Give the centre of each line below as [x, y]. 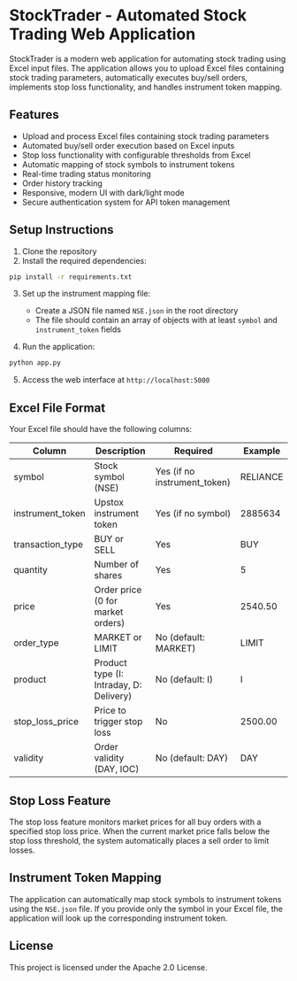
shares [108, 575]
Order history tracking [62, 183]
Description [120, 451]
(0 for [106, 601]
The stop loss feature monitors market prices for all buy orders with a [135, 822]
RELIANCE [262, 477]
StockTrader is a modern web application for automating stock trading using [148, 58]
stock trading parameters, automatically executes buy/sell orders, [129, 77]
